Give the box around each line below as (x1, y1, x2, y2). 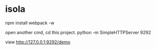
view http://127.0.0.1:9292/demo (5, 39, 71, 45)
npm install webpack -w (5, 20, 55, 26)
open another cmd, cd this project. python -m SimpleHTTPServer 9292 (5, 29, 151, 35)
